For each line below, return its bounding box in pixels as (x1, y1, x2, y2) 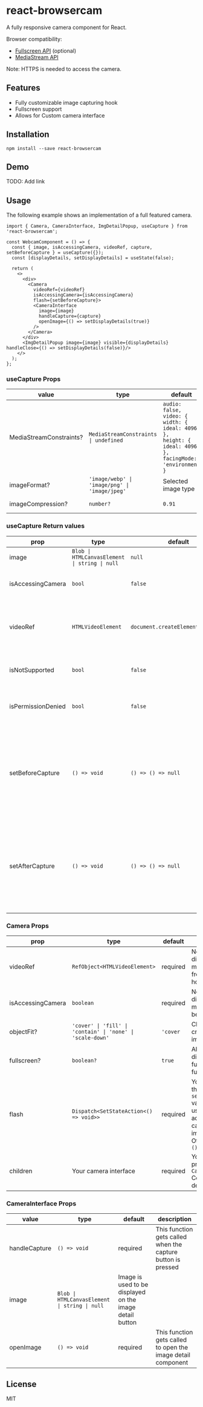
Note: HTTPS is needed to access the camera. (6, 65, 122, 73)
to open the (155, 1343, 188, 1352)
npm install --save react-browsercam (6, 145, 101, 151)
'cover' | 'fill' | (72, 1023, 128, 1029)
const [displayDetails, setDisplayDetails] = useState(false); (11, 255, 174, 261)
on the (118, 1296, 137, 1304)
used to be (118, 1280, 149, 1289)
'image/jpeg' (88, 488, 126, 495)
